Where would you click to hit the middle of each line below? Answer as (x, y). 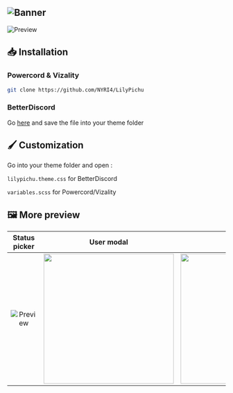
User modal (109, 242)
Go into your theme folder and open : (60, 165)
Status (24, 238)
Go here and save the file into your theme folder (76, 123)
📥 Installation (38, 52)
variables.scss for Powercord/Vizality (62, 192)
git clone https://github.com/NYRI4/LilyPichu (76, 90)
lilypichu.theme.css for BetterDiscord (62, 179)
